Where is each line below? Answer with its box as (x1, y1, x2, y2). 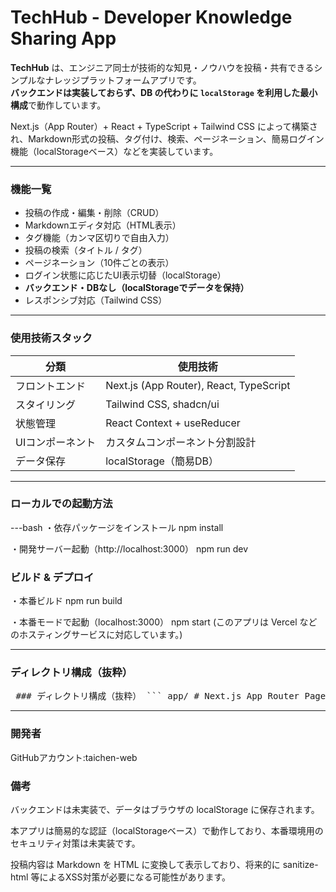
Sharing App (10, 27, 117, 50)
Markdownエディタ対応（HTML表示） (24, 219, 182, 231)
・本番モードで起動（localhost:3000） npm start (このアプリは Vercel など (10, 616, 318, 628)
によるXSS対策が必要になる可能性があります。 (39, 871, 232, 883)
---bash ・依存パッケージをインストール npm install (10, 521, 224, 533)
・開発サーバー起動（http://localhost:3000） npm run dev (10, 542, 249, 555)
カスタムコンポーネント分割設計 (105, 435, 257, 449)
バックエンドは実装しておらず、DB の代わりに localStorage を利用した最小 (10, 86, 318, 98)
